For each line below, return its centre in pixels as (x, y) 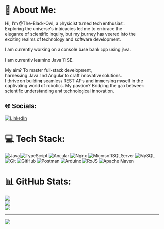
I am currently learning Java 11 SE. (40, 60)
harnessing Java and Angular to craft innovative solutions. (63, 75)
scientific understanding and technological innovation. (60, 91)
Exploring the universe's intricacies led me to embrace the (64, 28)
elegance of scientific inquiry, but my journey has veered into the (70, 34)
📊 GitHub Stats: (38, 181)
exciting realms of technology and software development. (63, 39)
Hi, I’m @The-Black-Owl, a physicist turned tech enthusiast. (65, 23)
